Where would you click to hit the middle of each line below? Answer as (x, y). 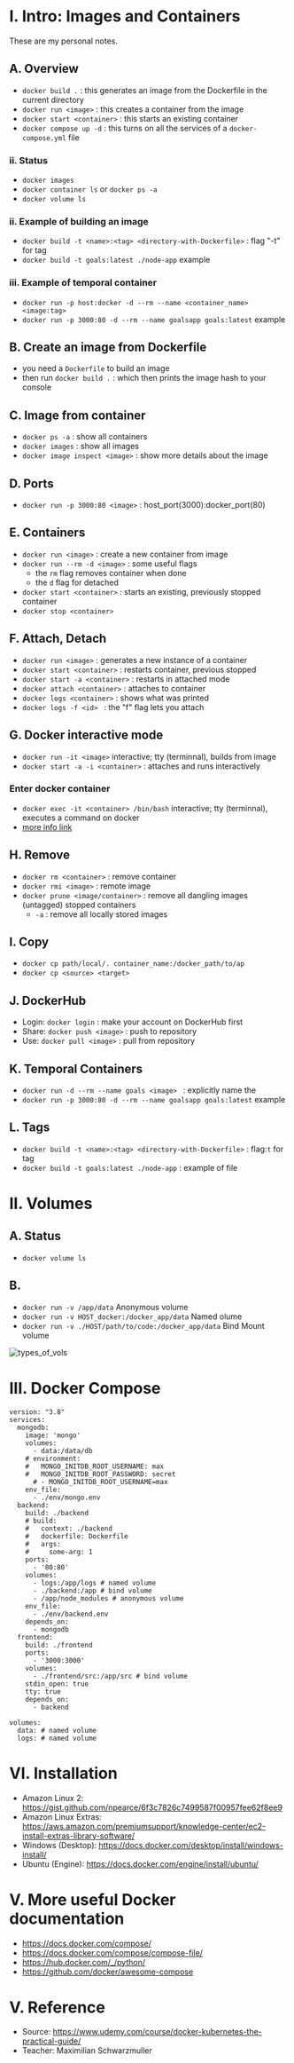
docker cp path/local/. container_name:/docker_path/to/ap (133, 964)
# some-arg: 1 (59, 1552)
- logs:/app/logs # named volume (94, 1583)
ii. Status (29, 160)
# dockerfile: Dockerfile (77, 1536)
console (36, 387)
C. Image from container (77, 415)
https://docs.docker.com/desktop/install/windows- (191, 1845)
